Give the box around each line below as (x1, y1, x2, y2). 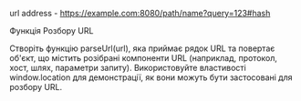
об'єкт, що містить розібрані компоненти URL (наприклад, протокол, (9, 53, 278, 63)
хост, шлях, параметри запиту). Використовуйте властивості (9, 63, 246, 73)
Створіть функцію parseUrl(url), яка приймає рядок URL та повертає (9, 43, 275, 54)
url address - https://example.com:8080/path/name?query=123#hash (9, 8, 271, 18)
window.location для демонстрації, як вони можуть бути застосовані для (9, 72, 293, 83)
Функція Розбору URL (9, 25, 94, 35)
